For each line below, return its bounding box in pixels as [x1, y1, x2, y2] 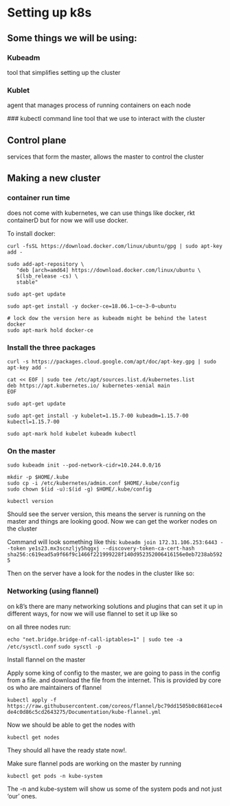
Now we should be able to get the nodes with [7, 720, 135, 729]
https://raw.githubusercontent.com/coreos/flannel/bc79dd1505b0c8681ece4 [7, 702, 223, 709]
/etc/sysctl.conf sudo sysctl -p [7, 643, 102, 650]
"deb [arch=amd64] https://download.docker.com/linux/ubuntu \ [16, 267, 201, 273]
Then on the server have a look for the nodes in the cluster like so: [7, 569, 195, 578]
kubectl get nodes [7, 734, 60, 741]
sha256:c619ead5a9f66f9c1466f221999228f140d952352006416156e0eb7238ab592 [7, 551, 223, 558]
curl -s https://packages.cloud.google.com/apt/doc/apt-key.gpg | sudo [7, 358, 216, 365]
